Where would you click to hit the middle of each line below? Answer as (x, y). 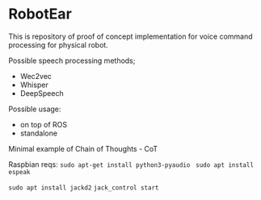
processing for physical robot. (59, 44)
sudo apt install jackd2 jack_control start (84, 187)
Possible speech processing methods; (72, 60)
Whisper (34, 85)
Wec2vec (36, 76)
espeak (19, 172)
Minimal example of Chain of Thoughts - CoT (83, 148)
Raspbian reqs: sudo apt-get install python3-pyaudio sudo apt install (131, 164)
